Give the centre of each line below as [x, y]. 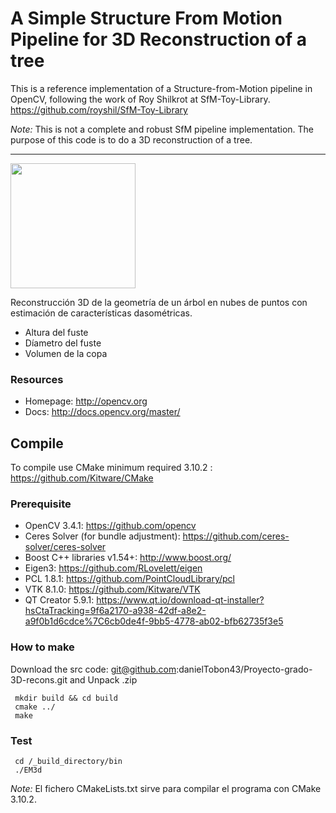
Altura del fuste [56, 332]
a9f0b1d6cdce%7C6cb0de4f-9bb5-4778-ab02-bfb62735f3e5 [154, 621]
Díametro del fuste [63, 343]
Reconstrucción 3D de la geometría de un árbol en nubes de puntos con [159, 302]
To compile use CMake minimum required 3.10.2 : [111, 468]
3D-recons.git [39, 679]
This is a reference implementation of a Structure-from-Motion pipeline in [161, 88]
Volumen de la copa [66, 353]
